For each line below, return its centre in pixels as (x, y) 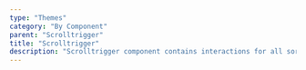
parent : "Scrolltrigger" (56, 35)
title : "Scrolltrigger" (55, 43)
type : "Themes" (38, 18)
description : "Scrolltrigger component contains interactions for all (146, 52)
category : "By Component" (58, 26)
